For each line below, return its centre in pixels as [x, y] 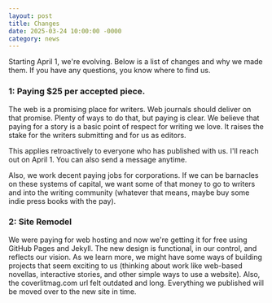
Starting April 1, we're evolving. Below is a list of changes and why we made [136, 62]
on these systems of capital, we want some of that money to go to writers [132, 184]
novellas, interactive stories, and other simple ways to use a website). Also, [134, 274]
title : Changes [34, 24]
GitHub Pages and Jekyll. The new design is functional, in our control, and [133, 248]
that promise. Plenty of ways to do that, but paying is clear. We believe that [134, 118]
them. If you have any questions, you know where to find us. [110, 71]
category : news [34, 39]
